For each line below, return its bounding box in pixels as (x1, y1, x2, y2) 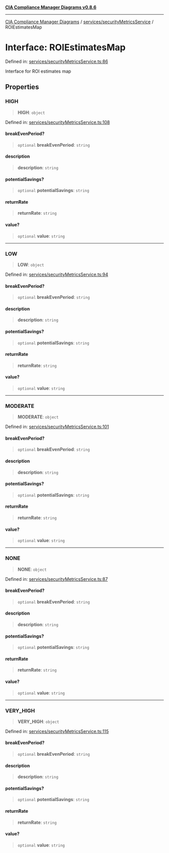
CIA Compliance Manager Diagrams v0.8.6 (5, 5, 97, 10)
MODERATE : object (17, 414, 59, 420)
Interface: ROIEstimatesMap (5, 42, 126, 53)
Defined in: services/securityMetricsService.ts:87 (5, 576, 108, 582)
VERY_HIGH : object (17, 718, 59, 724)
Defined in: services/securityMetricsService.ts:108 (5, 119, 110, 125)
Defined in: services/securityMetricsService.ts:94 (5, 271, 108, 277)
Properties (5, 83, 39, 91)
